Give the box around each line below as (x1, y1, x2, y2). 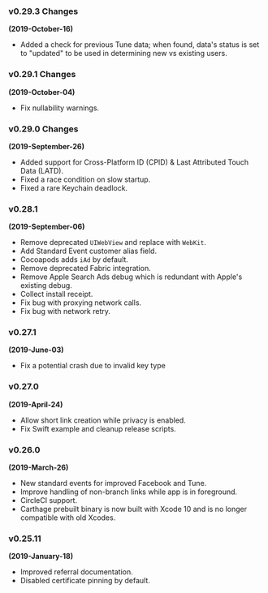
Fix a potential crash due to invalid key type (19, 361, 166, 371)
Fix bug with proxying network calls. (19, 298, 142, 307)
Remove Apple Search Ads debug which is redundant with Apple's (19, 272, 243, 281)
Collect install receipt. (19, 290, 93, 299)
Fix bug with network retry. (19, 307, 111, 316)
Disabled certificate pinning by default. (19, 576, 150, 586)
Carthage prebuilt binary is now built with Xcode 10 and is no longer (19, 505, 248, 514)
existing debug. (19, 281, 73, 290)
